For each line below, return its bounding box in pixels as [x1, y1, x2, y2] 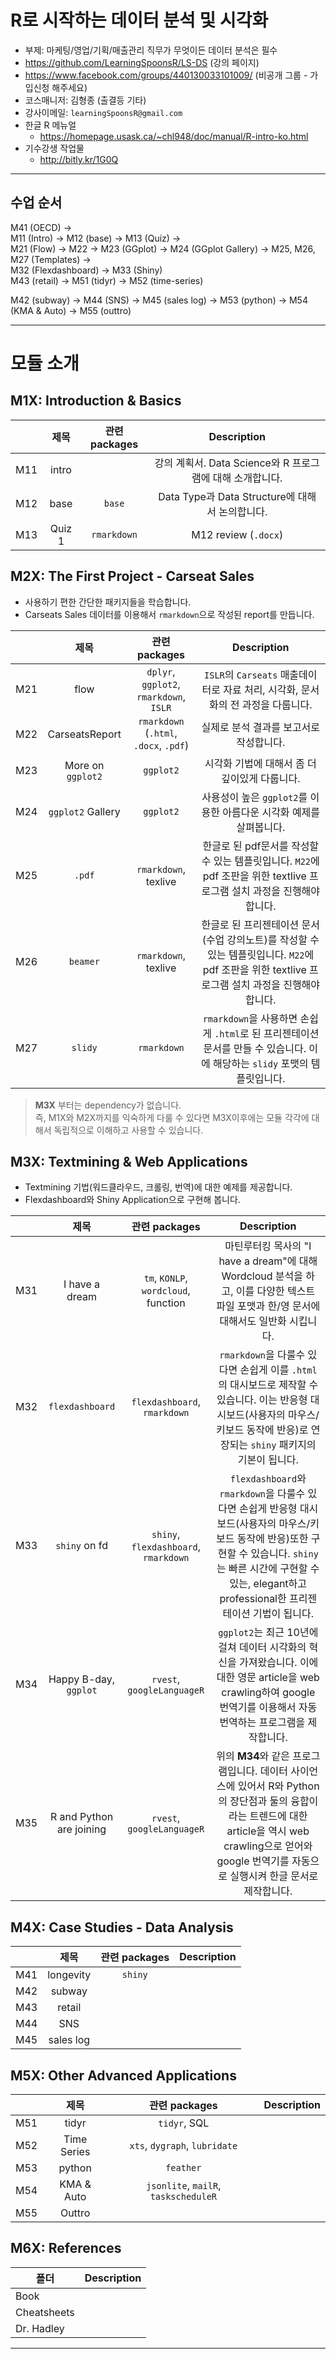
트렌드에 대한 [249, 1809, 308, 1823]
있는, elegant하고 [229, 1577, 308, 1591]
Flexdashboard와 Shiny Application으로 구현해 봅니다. [24, 1194, 241, 1206]
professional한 [219, 1592, 287, 1606]
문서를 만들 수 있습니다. [203, 1041, 307, 1055]
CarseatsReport [47, 727, 122, 741]
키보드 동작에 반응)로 [216, 1423, 309, 1437]
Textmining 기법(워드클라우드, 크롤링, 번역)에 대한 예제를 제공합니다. [24, 1181, 293, 1193]
